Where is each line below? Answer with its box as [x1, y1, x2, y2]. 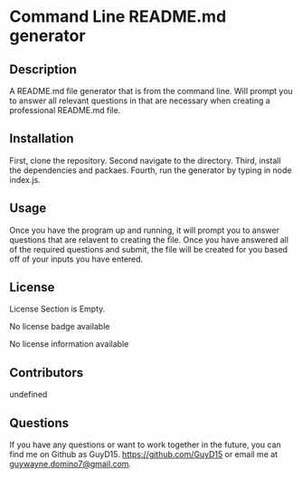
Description [9, 62, 77, 77]
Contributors [9, 365, 84, 380]
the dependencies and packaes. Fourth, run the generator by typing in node [9, 165, 292, 176]
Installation [9, 131, 74, 147]
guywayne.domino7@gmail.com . [9, 459, 132, 470]
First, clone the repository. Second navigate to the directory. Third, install [9, 155, 282, 166]
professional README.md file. [9, 105, 121, 115]
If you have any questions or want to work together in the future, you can [9, 439, 282, 450]
